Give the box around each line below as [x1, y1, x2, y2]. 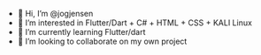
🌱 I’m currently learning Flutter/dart [17, 27, 146, 37]
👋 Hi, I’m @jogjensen [17, 9, 94, 18]
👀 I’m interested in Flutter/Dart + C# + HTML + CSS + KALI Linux [17, 17, 252, 28]
